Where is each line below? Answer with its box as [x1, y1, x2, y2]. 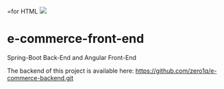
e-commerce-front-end [7, 31, 145, 47]
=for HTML [7, 7, 38, 15]
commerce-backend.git [7, 73, 74, 82]
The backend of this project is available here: [7, 67, 134, 75]
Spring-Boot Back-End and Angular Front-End [7, 53, 137, 61]
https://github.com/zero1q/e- [135, 67, 217, 75]
